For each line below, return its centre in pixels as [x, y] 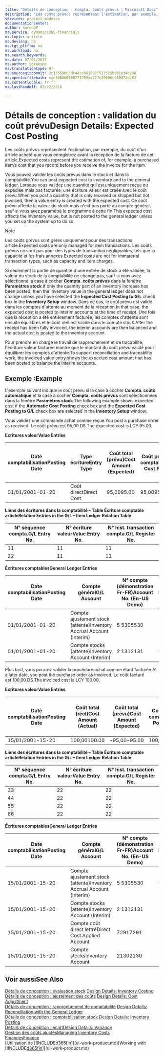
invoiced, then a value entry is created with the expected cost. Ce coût [76, 200]
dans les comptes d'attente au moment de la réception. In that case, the [77, 307]
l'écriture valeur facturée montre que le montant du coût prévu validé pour [80, 348]
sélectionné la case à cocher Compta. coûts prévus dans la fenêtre [73, 281]
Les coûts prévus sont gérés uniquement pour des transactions [69, 241]
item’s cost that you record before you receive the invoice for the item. [76, 165]
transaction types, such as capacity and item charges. [60, 261]
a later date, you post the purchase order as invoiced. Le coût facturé [75, 675]
